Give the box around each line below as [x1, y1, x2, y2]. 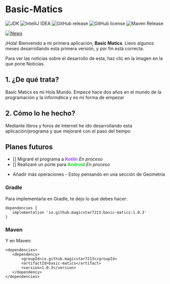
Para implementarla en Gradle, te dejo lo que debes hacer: [5, 196, 128, 202]
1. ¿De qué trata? [5, 75, 60, 84]
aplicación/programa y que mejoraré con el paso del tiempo [5, 128, 131, 134]
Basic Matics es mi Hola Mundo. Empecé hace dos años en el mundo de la [5, 89, 162, 95]
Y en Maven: [5, 237, 32, 243]
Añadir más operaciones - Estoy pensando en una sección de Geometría [12, 171, 165, 177]
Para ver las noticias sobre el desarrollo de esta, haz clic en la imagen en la [5, 55, 163, 61]
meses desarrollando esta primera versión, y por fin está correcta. [5, 45, 144, 51]
